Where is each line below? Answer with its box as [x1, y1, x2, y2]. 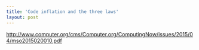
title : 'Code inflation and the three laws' [6, 8, 119, 15]
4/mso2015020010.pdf [6, 37, 63, 44]
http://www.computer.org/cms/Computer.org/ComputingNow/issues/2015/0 [6, 30, 193, 37]
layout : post [6, 14, 39, 20]
